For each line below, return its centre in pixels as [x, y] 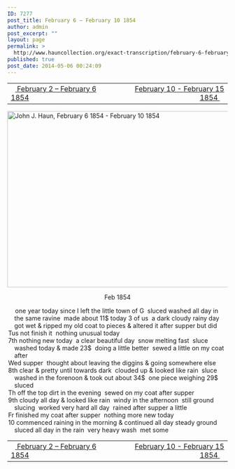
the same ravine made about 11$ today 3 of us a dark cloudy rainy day [117, 318]
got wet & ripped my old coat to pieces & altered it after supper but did [116, 325]
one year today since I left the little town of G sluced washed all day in [117, 311]
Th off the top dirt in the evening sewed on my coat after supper [101, 393]
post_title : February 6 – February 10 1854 [72, 20]
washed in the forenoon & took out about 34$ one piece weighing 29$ [116, 378]
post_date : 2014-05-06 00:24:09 [54, 66]
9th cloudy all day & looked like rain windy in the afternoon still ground [111, 400]
